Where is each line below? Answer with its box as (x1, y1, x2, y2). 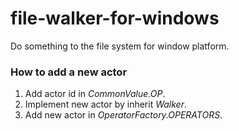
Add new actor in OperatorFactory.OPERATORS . (24, 109, 223, 121)
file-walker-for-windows (10, 7, 220, 30)
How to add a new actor (10, 65, 128, 79)
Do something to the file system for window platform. (10, 40, 230, 52)
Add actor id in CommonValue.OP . (24, 88, 166, 100)
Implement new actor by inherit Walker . (24, 98, 187, 111)
